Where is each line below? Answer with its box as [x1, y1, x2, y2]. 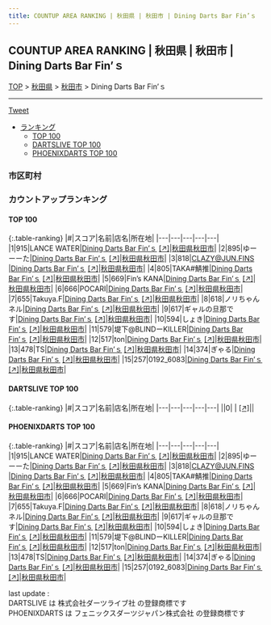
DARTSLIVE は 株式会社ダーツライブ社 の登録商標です [8, 598, 187, 607]
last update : [8, 588, 50, 598]
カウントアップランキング [8, 194, 107, 205]
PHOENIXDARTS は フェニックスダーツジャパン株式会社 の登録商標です [8, 608, 246, 618]
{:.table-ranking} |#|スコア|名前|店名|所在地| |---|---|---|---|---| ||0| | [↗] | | [8, 403, 255, 412]
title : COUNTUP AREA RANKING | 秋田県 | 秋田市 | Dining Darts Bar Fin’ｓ [8, 11, 256, 20]
